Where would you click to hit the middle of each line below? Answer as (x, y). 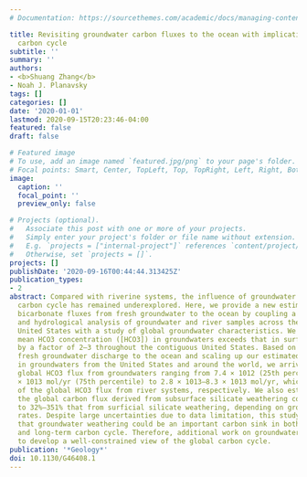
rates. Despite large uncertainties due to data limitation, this (147, 416)
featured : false (40, 128)
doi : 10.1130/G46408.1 (53, 458)
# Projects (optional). (55, 220)
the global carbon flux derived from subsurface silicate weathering (153, 398)
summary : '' (32, 60)
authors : (26, 69)
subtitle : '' (34, 51)
